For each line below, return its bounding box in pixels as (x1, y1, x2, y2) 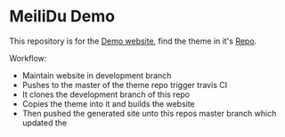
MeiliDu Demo (9, 6, 116, 27)
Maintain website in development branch (21, 69, 172, 81)
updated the (21, 117, 68, 128)
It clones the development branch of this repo (21, 89, 191, 100)
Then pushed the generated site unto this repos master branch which (21, 108, 277, 118)
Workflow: (9, 52, 47, 63)
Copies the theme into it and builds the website (21, 98, 196, 109)
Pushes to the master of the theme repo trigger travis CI (21, 79, 228, 90)
